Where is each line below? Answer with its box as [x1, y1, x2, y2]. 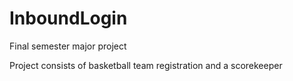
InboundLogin [9, 7, 128, 30]
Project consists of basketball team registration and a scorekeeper [9, 59, 283, 71]
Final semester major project [9, 40, 127, 52]
